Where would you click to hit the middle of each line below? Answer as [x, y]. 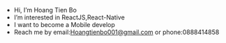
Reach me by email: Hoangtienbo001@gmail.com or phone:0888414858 [116, 32]
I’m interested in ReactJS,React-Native [69, 17]
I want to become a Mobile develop [64, 25]
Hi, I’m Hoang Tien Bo [45, 10]
